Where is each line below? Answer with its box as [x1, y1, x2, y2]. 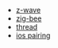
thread [15, 22, 38, 31]
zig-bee [15, 14, 42, 23]
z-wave [15, 6, 41, 14]
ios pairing [15, 30, 51, 40]
